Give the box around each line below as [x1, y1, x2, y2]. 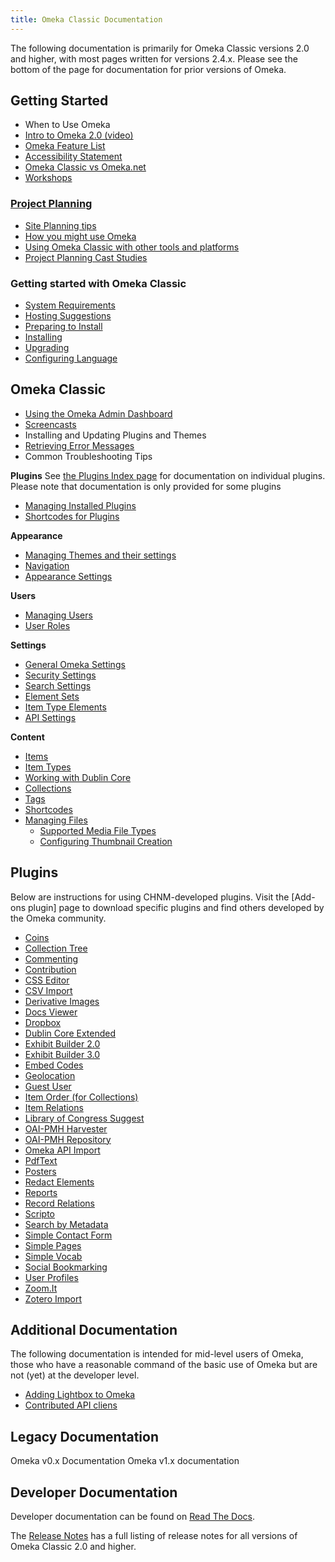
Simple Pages [24, 1239, 82, 1251]
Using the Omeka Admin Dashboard [24, 407, 173, 420]
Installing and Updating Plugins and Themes [24, 429, 207, 441]
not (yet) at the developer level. [10, 1369, 140, 1381]
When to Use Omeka [24, 119, 111, 131]
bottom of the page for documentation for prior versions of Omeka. [10, 63, 287, 75]
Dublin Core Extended [24, 1027, 117, 1039]
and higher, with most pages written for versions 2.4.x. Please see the [10, 52, 298, 65]
